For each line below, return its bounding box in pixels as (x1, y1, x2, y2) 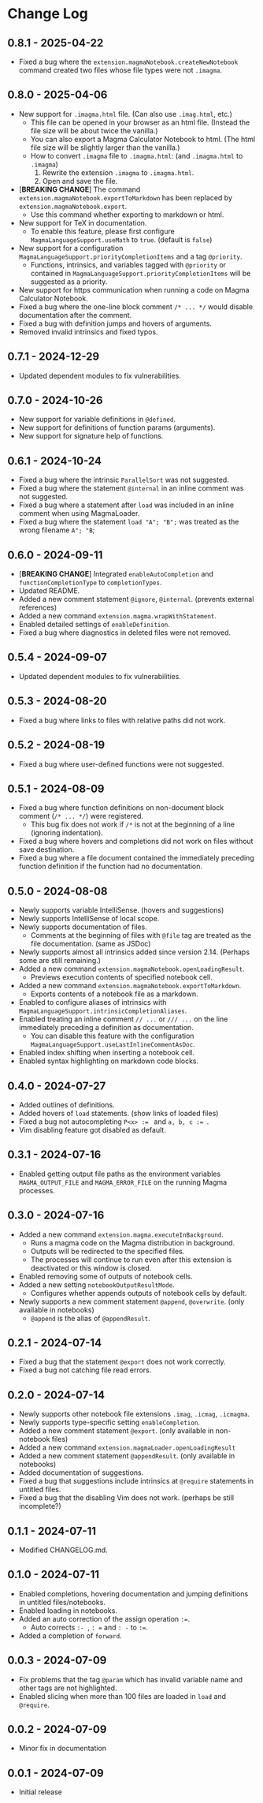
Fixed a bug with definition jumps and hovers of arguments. (18, 319, 212, 328)
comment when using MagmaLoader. (18, 509, 140, 518)
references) (18, 603, 57, 612)
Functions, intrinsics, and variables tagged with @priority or (30, 259, 226, 269)
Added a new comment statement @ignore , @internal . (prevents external (18, 595, 254, 604)
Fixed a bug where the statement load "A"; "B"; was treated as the (18, 517, 239, 527)
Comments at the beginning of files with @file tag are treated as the (30, 931, 252, 940)
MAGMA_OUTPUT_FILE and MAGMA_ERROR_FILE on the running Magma (18, 1177, 228, 1187)
